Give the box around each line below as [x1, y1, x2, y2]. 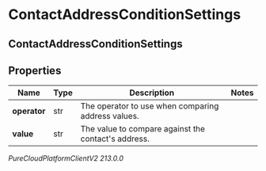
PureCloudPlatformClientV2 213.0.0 [8, 154, 124, 163]
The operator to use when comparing [80, 101, 219, 112]
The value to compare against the [80, 123, 206, 135]
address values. [80, 111, 140, 122]
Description [129, 87, 175, 98]
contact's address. [80, 133, 150, 144]
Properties [8, 63, 62, 77]
